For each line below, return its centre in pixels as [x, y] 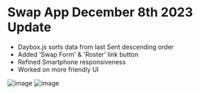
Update [29, 27]
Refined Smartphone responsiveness [72, 61]
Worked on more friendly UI [58, 69]
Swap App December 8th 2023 [100, 12]
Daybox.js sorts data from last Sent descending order [96, 47]
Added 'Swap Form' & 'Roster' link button [78, 54]
